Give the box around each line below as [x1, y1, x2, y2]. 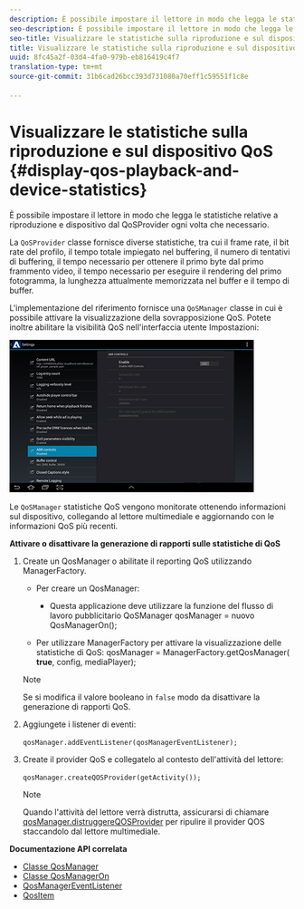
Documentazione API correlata [9, 843, 128, 854]
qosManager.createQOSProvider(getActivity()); [22, 773, 202, 782]
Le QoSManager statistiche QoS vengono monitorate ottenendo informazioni [9, 501, 287, 512]
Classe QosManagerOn [22, 870, 110, 881]
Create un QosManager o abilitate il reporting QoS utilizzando [22, 556, 252, 566]
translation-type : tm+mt [9, 63, 103, 72]
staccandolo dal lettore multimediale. [22, 826, 161, 836]
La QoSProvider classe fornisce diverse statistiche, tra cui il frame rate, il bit [9, 237, 290, 247]
